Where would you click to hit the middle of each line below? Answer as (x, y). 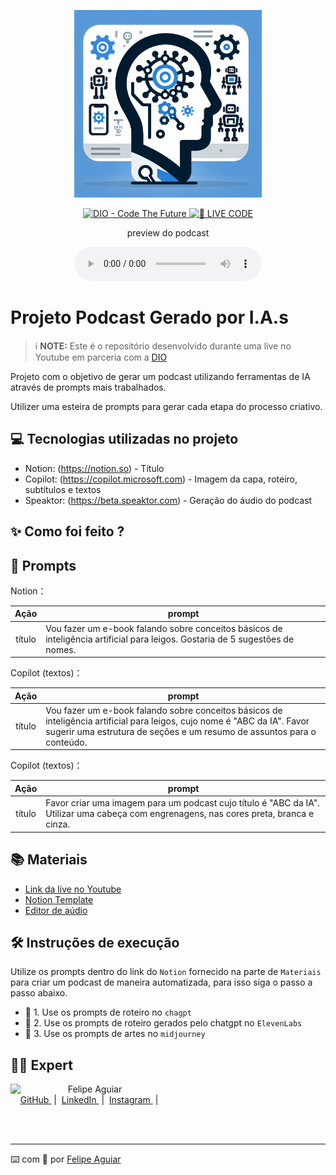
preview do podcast (168, 233)
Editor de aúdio (56, 910)
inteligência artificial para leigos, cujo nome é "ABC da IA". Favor (177, 721)
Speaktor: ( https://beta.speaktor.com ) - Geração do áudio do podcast (168, 500)
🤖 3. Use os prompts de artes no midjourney (115, 1034)
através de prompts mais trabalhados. (88, 387)
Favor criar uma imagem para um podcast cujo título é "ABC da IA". (183, 803)
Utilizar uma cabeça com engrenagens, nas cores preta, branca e (180, 814)
